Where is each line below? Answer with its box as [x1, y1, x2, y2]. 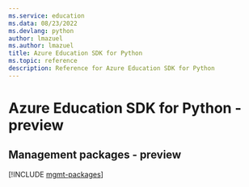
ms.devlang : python [8, 27, 74, 35]
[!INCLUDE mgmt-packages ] [8, 169, 103, 179]
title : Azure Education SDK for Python [8, 49, 143, 57]
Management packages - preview [8, 148, 182, 162]
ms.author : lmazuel [8, 42, 74, 50]
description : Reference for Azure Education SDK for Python [8, 64, 216, 73]
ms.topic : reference [8, 57, 78, 65]
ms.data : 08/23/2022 [8, 19, 78, 27]
